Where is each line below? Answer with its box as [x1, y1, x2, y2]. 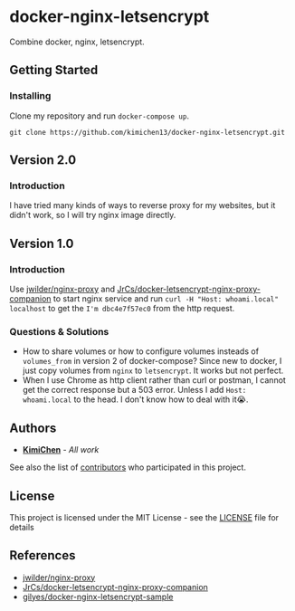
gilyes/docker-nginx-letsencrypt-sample [22, 591, 174, 602]
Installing [9, 90, 52, 102]
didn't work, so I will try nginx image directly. [9, 210, 176, 221]
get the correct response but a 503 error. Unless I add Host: [22, 385, 247, 396]
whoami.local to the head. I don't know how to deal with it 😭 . [22, 394, 249, 405]
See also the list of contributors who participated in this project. [9, 462, 247, 473]
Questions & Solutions [9, 325, 109, 338]
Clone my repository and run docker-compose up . [9, 110, 190, 121]
